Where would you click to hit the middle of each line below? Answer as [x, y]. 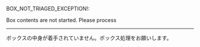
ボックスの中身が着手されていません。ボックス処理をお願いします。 [89, 38]
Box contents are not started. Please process [61, 20]
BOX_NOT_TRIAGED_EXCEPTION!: [48, 9]
